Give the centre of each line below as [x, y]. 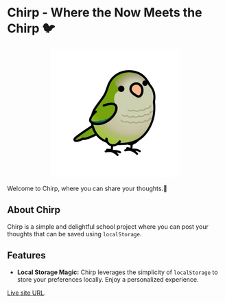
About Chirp [34, 210]
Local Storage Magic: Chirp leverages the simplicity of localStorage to [117, 272]
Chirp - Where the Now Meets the [105, 13]
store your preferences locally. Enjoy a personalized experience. [108, 279]
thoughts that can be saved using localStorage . [74, 234]
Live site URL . [26, 293]
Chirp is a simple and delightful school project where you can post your [108, 226]
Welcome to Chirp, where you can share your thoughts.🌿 [87, 188]
